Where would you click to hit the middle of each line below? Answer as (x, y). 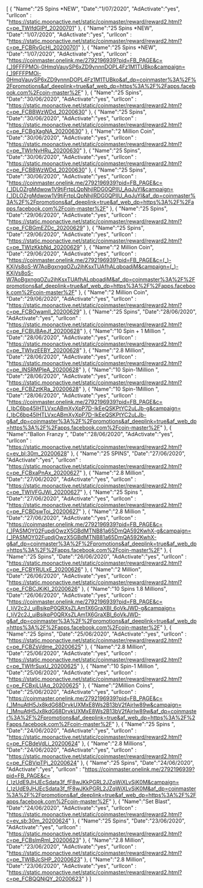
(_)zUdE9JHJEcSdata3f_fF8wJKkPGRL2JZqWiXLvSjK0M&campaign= (93, 782)
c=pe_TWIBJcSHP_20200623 (43, 859)
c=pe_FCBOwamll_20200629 (43, 311)
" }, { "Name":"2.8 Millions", (112, 743)
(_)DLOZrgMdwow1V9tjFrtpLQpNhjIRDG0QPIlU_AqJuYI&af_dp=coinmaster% (101, 196)
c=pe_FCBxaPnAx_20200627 (43, 473)
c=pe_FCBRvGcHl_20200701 (42, 47)
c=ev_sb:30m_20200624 (37, 821)
